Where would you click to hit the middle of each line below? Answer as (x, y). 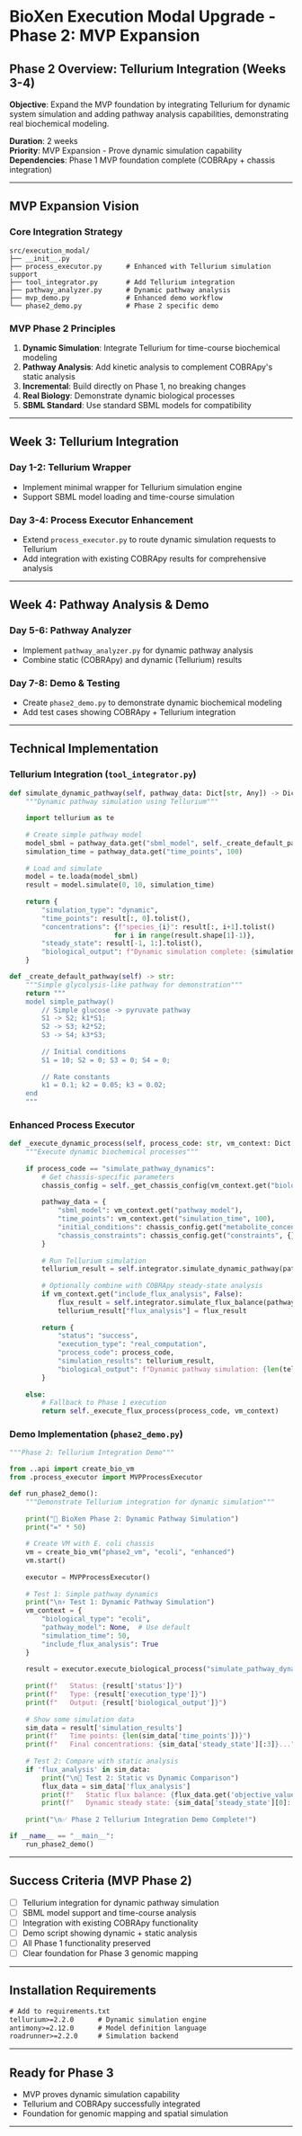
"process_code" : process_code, (116, 1353)
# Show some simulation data (80, 1720)
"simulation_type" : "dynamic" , (100, 910)
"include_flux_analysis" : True (100, 1644)
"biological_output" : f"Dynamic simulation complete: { (148, 952)
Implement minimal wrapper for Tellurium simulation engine (132, 487)
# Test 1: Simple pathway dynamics (92, 1594)
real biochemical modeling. (59, 124)
